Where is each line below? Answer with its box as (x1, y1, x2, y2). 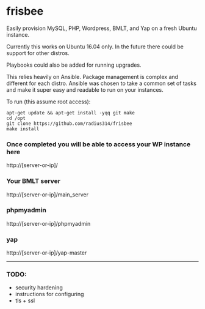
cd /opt (6, 115, 26, 121)
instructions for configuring (15, 291, 84, 298)
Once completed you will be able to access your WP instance (6, 140, 191, 148)
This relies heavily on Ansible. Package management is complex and (6, 73, 179, 80)
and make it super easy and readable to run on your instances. (6, 86, 164, 93)
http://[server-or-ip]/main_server (6, 191, 88, 198)
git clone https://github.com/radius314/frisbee (6, 121, 132, 127)
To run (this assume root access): (6, 98, 91, 105)
